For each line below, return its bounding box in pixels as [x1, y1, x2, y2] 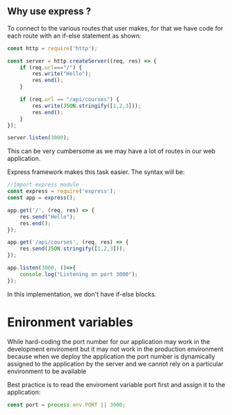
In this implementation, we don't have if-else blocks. [7, 290, 157, 298]
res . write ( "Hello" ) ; [32, 70, 92, 77]
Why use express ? [7, 6, 92, 17]
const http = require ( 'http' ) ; [7, 45, 98, 52]
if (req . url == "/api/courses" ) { [19, 96, 119, 103]
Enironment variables [7, 314, 133, 330]
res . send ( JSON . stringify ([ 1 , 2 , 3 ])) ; [19, 245, 126, 253]
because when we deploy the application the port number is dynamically [7, 352, 215, 361]
